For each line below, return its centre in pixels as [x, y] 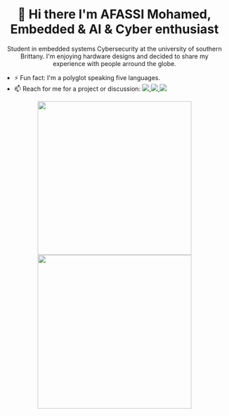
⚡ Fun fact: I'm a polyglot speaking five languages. [87, 77]
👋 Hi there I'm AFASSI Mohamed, [115, 14]
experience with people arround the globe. [115, 63]
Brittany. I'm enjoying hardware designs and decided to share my [115, 56]
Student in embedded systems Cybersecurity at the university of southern [115, 48]
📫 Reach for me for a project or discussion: [77, 89]
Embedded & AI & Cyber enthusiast [115, 29]
